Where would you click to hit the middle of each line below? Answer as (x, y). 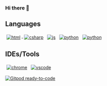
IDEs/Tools (22, 54)
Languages (23, 24)
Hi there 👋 (17, 8)
